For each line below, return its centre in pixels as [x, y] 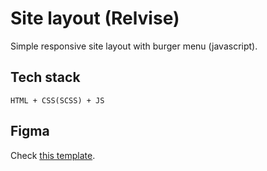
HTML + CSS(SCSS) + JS [57, 100]
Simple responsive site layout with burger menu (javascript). [134, 46]
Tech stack [45, 77]
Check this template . [53, 155]
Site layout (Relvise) [95, 18]
